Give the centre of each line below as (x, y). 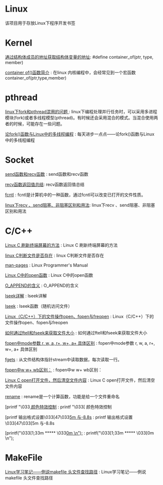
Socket (19, 160)
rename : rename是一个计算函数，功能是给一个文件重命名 (62, 396)
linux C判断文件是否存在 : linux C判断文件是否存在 (55, 255)
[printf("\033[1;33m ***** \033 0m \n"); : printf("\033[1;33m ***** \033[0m (80, 433)
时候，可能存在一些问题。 (39, 124)
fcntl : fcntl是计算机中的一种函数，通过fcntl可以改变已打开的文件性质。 (75, 195)
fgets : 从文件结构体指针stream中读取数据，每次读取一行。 (64, 359)
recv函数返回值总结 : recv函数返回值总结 (45, 184)
